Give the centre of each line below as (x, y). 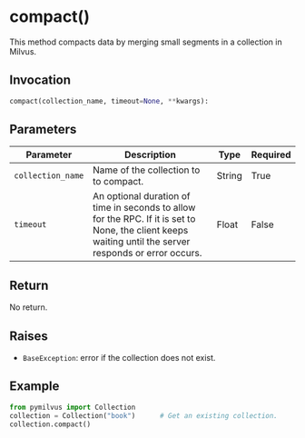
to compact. (118, 182)
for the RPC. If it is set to (144, 219)
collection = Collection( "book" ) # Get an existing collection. (144, 415)
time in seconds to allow (144, 208)
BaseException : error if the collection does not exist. (119, 358)
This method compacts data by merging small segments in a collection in (146, 42)
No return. (29, 307)
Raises (29, 336)
